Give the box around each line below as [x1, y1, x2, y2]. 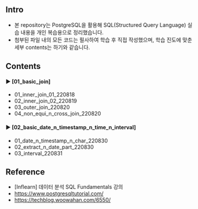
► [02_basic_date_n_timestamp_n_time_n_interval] [5, 124, 137, 130]
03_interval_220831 [14, 149, 63, 157]
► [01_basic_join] [5, 77, 51, 85]
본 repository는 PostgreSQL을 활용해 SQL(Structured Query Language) [14, 21, 186, 29]
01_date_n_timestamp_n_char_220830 [14, 137, 108, 144]
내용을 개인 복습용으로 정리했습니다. [20, 29, 104, 36]
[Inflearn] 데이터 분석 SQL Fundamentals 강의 [14, 183, 123, 191]
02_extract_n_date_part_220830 [14, 143, 94, 151]
